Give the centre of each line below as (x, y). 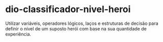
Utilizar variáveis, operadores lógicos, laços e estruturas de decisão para (82, 23)
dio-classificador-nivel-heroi (68, 9)
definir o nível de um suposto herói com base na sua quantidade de (76, 28)
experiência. (18, 34)
